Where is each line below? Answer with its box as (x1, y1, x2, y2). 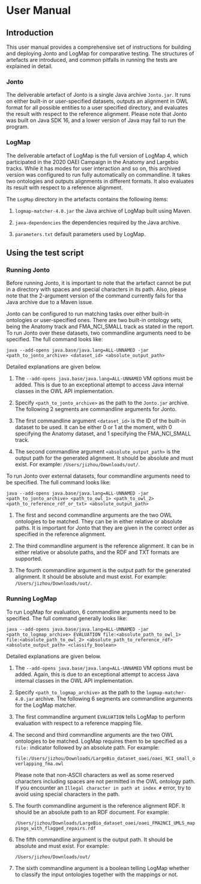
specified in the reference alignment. (14, 531, 106, 538)
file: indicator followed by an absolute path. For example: (14, 743, 160, 751)
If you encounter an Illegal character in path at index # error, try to (14, 784, 191, 791)
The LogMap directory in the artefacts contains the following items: (6, 195, 169, 203)
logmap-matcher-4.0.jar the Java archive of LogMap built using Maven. (14, 207, 192, 214)
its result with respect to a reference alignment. (6, 184, 123, 191)
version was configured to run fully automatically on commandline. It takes (6, 171, 191, 178)
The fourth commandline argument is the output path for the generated (14, 567, 191, 574)
